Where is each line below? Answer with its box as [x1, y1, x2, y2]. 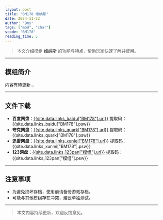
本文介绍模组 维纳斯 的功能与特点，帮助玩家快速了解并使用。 [16, 48, 139, 54]
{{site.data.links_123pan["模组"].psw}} [12, 155, 88, 161]
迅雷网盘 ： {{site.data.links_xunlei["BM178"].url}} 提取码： [12, 138, 127, 144]
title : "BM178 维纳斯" [5, 12, 49, 16]
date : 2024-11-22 [5, 16, 40, 21]
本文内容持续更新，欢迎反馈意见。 [16, 210, 85, 216]
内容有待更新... [5, 82, 35, 88]
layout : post [5, 7, 32, 12]
